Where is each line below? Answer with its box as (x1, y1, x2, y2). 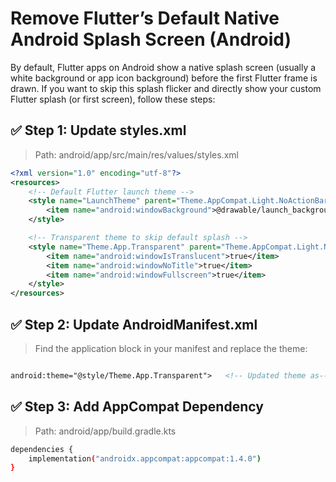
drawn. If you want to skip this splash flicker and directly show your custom (10, 82, 322, 94)
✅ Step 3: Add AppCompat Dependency (10, 398, 264, 416)
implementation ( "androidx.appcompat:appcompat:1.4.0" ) (28, 453, 262, 464)
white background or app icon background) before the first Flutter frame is (10, 72, 318, 84)
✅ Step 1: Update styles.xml (10, 122, 187, 139)
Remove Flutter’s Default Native (10, 7, 280, 30)
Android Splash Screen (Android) (10, 28, 292, 51)
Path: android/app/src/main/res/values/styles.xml (34, 148, 239, 161)
